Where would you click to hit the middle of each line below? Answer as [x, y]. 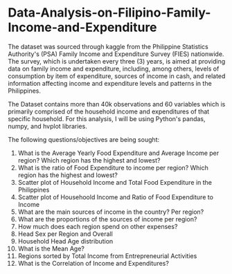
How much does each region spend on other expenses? [98, 226]
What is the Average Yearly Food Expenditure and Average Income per [118, 153]
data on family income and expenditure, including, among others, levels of [114, 68]
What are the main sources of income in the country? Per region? [111, 212]
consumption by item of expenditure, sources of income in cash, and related [117, 76]
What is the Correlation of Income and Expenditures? [93, 263]
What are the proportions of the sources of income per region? [107, 219]
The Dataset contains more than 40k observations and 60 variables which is [117, 104]
